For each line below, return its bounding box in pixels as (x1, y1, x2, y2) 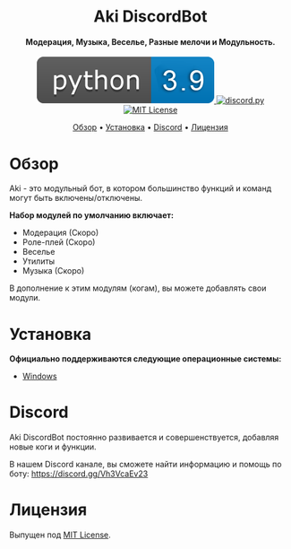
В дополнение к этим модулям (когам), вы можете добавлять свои (9, 283, 267, 293)
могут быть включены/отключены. (9, 193, 143, 204)
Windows (21, 370, 57, 382)
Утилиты (21, 256, 56, 266)
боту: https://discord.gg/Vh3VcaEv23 (9, 468, 149, 479)
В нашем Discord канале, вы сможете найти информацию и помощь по (9, 459, 282, 470)
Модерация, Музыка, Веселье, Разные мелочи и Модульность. (25, 36, 276, 47)
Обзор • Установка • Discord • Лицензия (73, 122, 228, 133)
